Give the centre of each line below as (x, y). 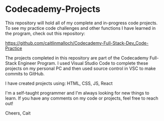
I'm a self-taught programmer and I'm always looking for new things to (77, 93)
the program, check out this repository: (45, 33)
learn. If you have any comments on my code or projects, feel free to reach (82, 98)
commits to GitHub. (25, 73)
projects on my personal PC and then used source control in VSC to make (81, 68)
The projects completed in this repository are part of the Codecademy (77, 58)
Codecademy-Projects (53, 9)
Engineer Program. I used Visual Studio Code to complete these (83, 63)
